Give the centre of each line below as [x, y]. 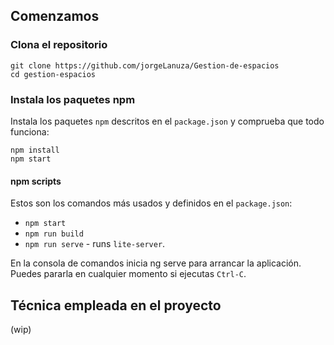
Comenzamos [55, 16]
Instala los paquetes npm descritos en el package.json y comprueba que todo [167, 121]
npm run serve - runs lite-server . [95, 244]
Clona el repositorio [59, 45]
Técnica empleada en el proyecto [116, 305]
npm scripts [36, 181]
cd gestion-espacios [53, 74]
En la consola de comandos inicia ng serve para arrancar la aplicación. [156, 263]
